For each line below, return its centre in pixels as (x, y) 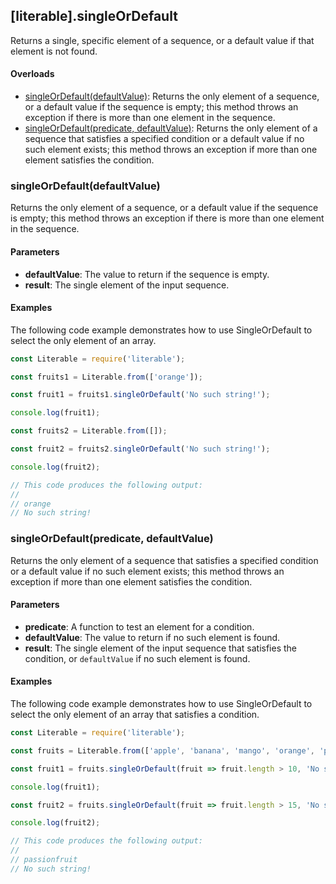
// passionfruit (44, 860)
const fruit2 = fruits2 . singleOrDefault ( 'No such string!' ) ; (140, 449)
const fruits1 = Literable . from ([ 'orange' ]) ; (106, 377)
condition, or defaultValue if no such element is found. (137, 658)
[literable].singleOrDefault (94, 16)
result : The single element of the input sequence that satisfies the (160, 648)
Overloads (32, 74)
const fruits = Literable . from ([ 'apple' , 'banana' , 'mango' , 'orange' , (162, 750)
